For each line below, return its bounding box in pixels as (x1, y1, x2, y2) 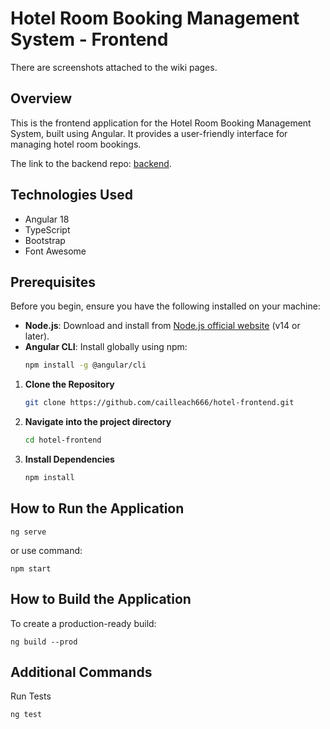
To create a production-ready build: (10, 617, 157, 629)
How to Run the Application (10, 500, 185, 517)
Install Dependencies (24, 453, 115, 465)
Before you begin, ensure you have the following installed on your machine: (10, 300, 321, 312)
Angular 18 (24, 213, 70, 225)
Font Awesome (24, 245, 87, 257)
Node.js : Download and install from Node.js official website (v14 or (24, 320, 301, 332)
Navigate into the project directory (24, 416, 172, 428)
